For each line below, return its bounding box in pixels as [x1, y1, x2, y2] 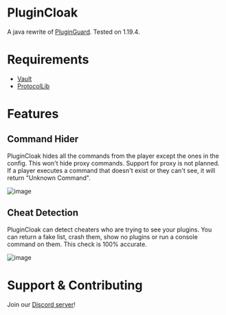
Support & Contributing [7, 277, 143, 293]
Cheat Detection [7, 207, 79, 219]
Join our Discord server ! [7, 300, 76, 308]
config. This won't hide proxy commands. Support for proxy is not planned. [7, 159, 220, 167]
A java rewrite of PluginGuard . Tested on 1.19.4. [7, 28, 140, 36]
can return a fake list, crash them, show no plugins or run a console [7, 232, 198, 241]
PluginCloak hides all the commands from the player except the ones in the [7, 152, 220, 160]
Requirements [7, 52, 89, 68]
